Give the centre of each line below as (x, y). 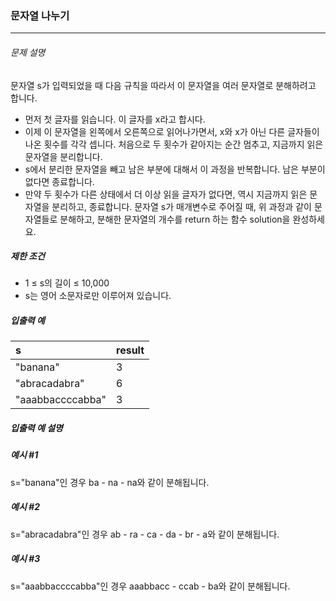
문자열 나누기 (40, 15)
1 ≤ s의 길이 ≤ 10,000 (67, 283)
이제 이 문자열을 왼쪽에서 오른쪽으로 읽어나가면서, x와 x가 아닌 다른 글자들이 (172, 131)
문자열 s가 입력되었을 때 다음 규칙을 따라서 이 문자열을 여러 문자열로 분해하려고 (163, 85)
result (130, 350)
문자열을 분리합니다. (63, 156)
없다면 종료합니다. (59, 181)
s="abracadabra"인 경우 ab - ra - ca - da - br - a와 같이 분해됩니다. (145, 534)
